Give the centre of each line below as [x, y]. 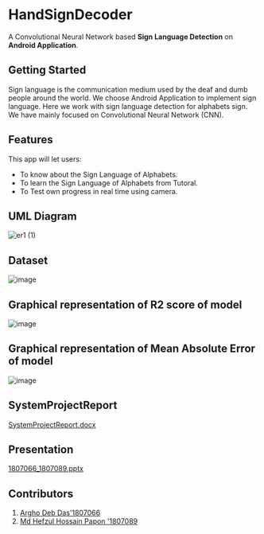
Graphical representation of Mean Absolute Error [132, 349]
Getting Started [47, 70]
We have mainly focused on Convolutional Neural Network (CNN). [116, 115]
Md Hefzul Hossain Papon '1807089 [79, 521]
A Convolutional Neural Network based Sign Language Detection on [120, 37]
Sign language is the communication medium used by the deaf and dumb [128, 89]
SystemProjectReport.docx [52, 424]
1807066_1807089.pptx [46, 469]
